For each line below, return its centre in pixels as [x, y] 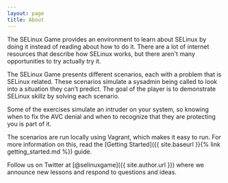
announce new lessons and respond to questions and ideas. [92, 172]
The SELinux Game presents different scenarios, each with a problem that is [114, 74]
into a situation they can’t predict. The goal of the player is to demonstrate [112, 89]
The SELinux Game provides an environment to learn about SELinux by [107, 39]
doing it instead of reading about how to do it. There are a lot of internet [108, 46]
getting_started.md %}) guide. [50, 152]
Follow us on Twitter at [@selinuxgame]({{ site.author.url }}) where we [105, 165]
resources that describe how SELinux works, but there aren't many [101, 54]
